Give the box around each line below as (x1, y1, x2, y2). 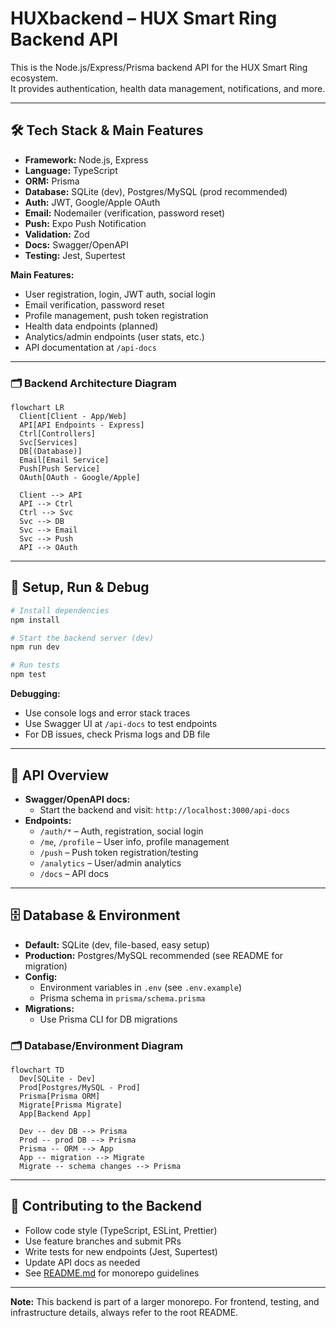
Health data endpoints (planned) (24, 320, 159, 332)
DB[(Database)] (19, 447, 83, 457)
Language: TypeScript (24, 164, 118, 176)
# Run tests (10, 660, 60, 671)
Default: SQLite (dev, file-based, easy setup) (24, 938, 210, 951)
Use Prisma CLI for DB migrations (39, 1013, 178, 1025)
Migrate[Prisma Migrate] (19, 1100, 123, 1111)
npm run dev (10, 642, 60, 652)
